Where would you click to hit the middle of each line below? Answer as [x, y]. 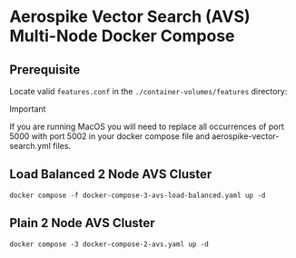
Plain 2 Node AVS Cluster [83, 223]
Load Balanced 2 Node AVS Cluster [111, 174]
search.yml [30, 146]
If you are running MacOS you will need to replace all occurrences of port [147, 126]
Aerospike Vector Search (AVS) [130, 17]
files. [62, 146]
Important [28, 109]
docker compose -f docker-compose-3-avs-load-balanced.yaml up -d [138, 195]
